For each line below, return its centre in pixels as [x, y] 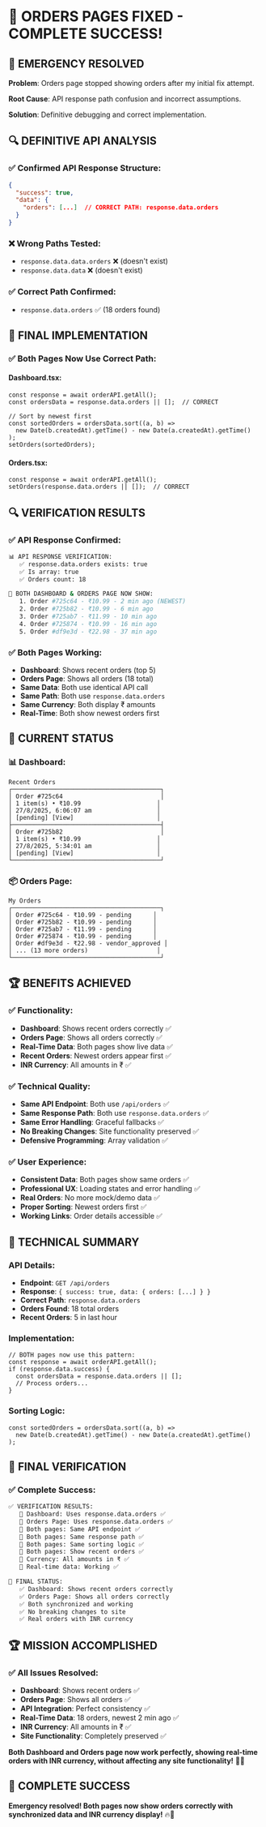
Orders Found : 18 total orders [70, 1308]
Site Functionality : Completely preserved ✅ [93, 1736]
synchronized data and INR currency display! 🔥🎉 [92, 1814]
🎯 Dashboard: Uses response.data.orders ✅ [92, 1514]
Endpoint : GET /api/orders [65, 1282]
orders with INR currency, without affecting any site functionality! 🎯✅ [127, 1761]
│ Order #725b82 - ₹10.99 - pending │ [83, 922]
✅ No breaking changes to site [72, 1612]
